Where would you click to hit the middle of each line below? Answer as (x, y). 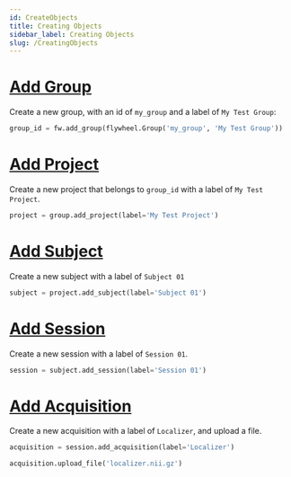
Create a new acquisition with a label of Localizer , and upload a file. (136, 431)
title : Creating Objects (56, 26)
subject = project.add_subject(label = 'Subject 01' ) (108, 293)
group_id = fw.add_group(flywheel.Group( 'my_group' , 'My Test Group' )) (146, 128)
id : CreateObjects (44, 18)
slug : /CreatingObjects (54, 43)
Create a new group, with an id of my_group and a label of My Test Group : (143, 112)
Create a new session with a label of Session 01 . (99, 353)
